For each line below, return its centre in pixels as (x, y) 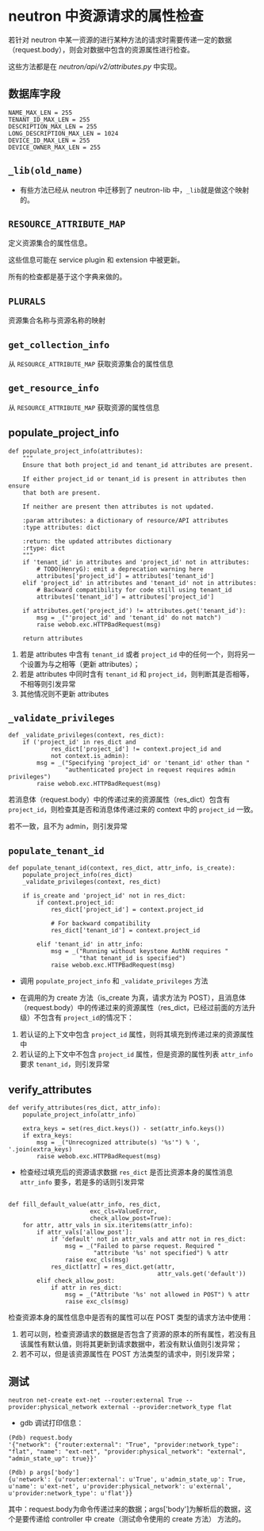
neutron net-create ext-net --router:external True (95, 1400)
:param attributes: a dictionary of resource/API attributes (125, 520)
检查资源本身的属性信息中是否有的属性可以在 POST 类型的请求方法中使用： (131, 1318)
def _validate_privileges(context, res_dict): (86, 735)
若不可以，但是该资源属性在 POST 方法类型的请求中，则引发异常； (128, 1354)
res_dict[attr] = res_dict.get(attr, (113, 1267)
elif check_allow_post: (76, 1281)
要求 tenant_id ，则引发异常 (65, 1064)
